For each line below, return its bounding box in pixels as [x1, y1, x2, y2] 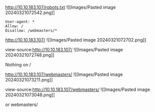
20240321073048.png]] [5, 92, 55, 97]
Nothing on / [5, 62, 31, 67]
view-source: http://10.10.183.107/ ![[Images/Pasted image [5, 47, 123, 52]
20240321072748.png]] [5, 52, 54, 58]
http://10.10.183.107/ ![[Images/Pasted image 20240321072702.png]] [5, 37, 146, 43]
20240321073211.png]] [5, 77, 53, 82]
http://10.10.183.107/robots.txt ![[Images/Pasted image [5, 5, 116, 10]
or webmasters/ [5, 101, 38, 107]
